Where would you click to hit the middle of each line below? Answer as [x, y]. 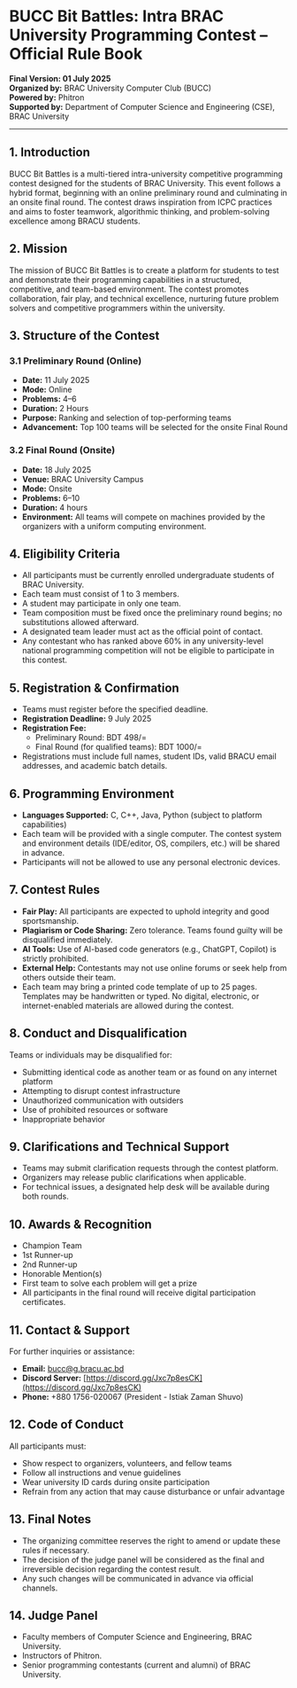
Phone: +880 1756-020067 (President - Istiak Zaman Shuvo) [133, 1397]
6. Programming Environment [92, 794]
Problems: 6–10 [51, 497]
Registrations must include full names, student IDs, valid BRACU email [149, 756]
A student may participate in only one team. [101, 604]
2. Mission [38, 249]
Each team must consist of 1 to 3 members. [100, 594]
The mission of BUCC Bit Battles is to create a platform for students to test [145, 270]
